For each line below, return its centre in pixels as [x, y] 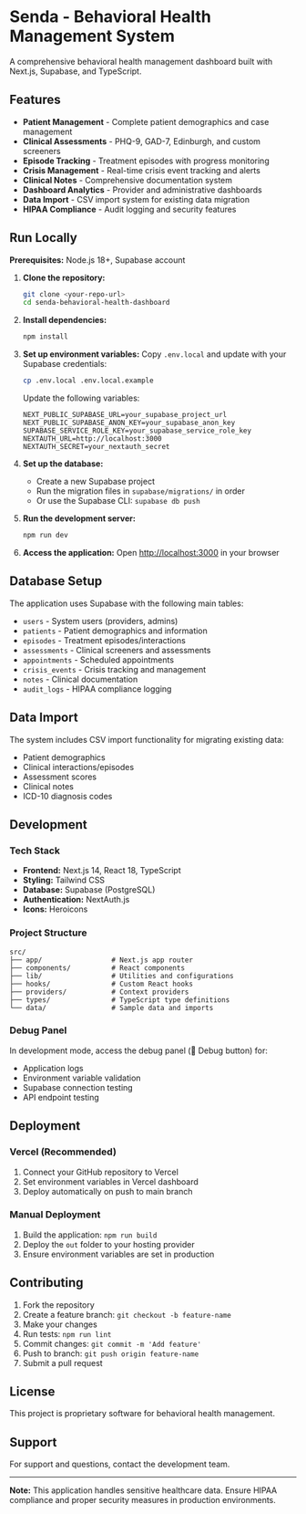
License [32, 1392]
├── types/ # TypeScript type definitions [120, 1000]
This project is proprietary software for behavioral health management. [143, 1414]
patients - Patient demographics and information [115, 631]
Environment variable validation [82, 1078]
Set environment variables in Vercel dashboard [110, 1181]
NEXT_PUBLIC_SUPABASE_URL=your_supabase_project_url [125, 415]
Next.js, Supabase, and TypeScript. [76, 71]
